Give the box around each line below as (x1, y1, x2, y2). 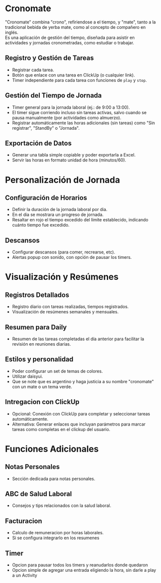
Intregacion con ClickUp (5, 398, 80, 406)
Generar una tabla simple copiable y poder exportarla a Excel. (12, 152, 136, 158)
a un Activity (12, 572, 37, 578)
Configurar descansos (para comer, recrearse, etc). (12, 249, 115, 255)
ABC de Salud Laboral (5, 490, 72, 498)
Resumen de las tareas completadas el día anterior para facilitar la (12, 336, 145, 342)
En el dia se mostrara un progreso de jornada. (12, 212, 104, 217)
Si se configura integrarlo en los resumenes (12, 535, 99, 541)
